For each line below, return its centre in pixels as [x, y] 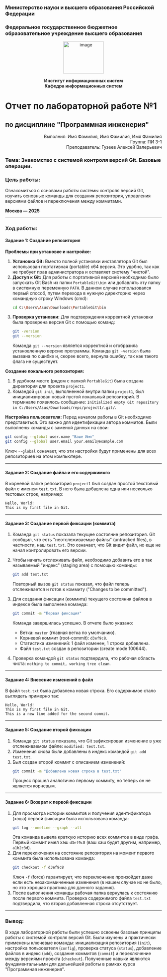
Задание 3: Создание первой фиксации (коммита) [60, 523]
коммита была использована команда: [54, 858]
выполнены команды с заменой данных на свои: [57, 428]
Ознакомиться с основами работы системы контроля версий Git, [75, 191]
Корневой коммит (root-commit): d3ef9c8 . [64, 638]
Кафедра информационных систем [83, 86]
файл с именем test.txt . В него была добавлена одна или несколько [79, 489]
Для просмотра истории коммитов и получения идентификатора [82, 813]
